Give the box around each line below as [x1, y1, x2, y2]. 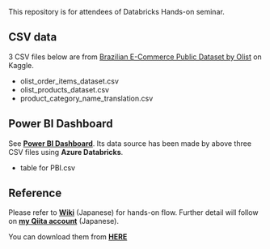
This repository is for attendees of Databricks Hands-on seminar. [8, 7, 225, 16]
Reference [8, 187, 62, 200]
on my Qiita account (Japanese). [8, 217, 120, 226]
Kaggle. [8, 60, 35, 70]
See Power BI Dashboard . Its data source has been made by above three [8, 138, 252, 148]
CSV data [8, 30, 57, 44]
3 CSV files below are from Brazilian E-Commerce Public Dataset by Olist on [8, 52, 263, 62]
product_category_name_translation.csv [19, 93, 154, 103]
